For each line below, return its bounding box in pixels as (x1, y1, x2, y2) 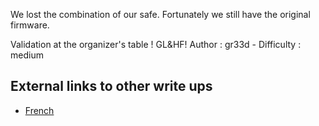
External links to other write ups (10, 78, 213, 95)
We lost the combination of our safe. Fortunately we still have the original (10, 9, 311, 20)
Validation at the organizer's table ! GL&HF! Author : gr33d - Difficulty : (10, 39, 302, 50)
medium (10, 49, 44, 61)
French (24, 104, 55, 116)
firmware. (10, 19, 50, 31)
